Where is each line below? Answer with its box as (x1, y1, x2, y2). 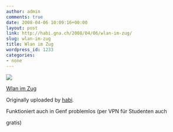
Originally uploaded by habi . (6, 96, 74, 103)
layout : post (6, 25, 38, 31)
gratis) (6, 119, 22, 126)
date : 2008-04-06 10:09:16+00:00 (6, 19, 88, 25)
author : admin (6, 8, 41, 15)
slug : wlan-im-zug (6, 36, 51, 42)
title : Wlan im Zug (6, 42, 54, 48)
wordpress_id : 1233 (6, 47, 54, 53)
